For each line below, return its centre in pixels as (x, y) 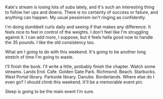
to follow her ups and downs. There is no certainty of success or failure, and (81, 12)
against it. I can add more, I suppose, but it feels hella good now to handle (79, 37)
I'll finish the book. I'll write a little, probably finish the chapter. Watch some (80, 66)
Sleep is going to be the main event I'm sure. (50, 91)
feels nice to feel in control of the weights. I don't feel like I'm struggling (77, 32)
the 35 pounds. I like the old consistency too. (50, 42)
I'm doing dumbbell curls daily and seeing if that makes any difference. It (78, 27)
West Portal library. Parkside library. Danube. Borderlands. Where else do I (80, 77)
